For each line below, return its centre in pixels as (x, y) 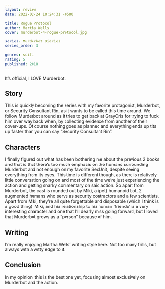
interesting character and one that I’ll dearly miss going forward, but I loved (81, 212)
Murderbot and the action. (32, 282)
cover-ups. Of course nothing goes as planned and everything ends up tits (81, 126)
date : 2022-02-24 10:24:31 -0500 (39, 14)
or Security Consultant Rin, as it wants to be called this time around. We (78, 111)
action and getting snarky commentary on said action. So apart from (74, 185)
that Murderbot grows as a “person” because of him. (59, 217)
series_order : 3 (22, 46)
